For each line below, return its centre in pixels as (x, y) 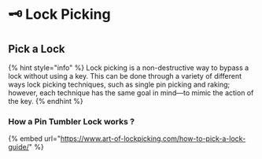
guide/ (19, 147)
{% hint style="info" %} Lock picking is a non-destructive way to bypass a (129, 68)
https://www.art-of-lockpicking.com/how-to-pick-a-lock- (153, 139)
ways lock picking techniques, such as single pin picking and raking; (119, 84)
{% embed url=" (35, 139)
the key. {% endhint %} (46, 101)
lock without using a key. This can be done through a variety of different (125, 76)
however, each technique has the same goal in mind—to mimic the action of (131, 93)
